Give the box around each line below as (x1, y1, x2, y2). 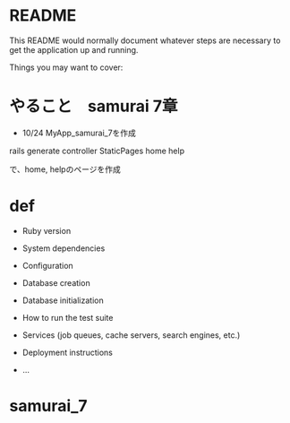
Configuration (21, 260, 73, 271)
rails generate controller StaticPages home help (9, 145, 185, 156)
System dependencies (21, 243, 106, 254)
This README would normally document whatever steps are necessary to (9, 35, 281, 46)
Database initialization (21, 295, 105, 306)
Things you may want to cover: (9, 62, 124, 73)
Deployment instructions (21, 347, 114, 358)
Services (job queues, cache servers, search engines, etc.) (21, 329, 241, 341)
